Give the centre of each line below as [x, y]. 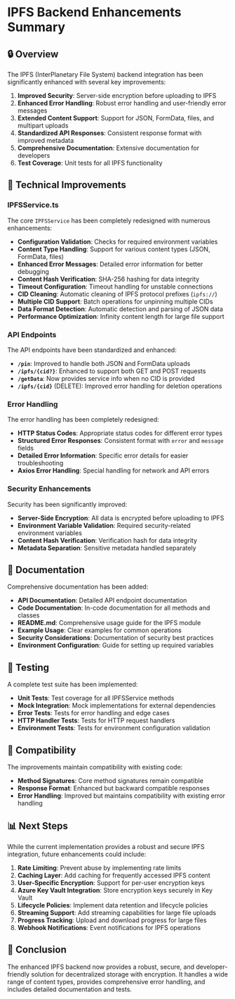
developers [34, 155]
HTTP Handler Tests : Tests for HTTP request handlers [96, 721]
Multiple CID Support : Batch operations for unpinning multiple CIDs [115, 301]
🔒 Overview [33, 54]
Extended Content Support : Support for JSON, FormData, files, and [116, 118]
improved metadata [46, 140]
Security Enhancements [49, 489]
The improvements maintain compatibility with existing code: [95, 767]
